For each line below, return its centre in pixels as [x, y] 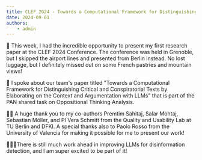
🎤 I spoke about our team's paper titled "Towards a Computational [88, 83]
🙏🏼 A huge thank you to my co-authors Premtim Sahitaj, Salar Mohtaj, [92, 114]
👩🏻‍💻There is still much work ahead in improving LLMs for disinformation [96, 144]
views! [14, 71]
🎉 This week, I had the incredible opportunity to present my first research [97, 46]
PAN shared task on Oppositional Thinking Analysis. [70, 102]
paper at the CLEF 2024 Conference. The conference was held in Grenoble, [100, 52]
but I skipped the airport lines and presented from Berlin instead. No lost [96, 58]
